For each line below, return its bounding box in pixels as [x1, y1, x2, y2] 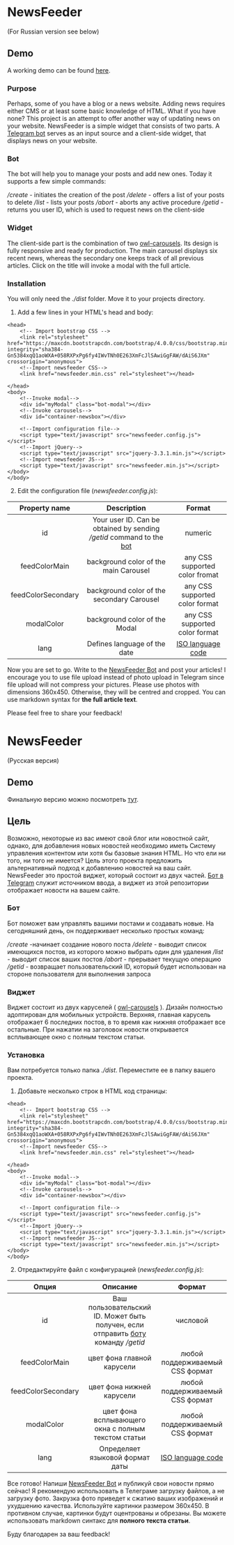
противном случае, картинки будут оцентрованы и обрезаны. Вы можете [7, 1509, 226, 1518]
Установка [7, 1050, 45, 1060]
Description [106, 503, 146, 513]
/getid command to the [88, 532, 164, 542]
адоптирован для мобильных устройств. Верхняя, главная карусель [7, 1011, 211, 1019]
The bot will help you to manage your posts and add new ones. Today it [7, 170, 212, 178]
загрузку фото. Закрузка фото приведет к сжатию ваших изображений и [7, 1494, 224, 1502]
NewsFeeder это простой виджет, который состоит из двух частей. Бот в [7, 871, 224, 879]
